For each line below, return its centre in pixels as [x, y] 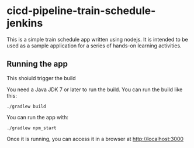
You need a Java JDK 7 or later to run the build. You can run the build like [95, 90]
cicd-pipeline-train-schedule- [81, 11]
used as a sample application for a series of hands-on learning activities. [94, 46]
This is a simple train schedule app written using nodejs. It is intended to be [98, 39]
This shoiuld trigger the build [41, 78]
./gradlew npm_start [32, 128]
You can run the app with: [38, 117]
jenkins [25, 23]
